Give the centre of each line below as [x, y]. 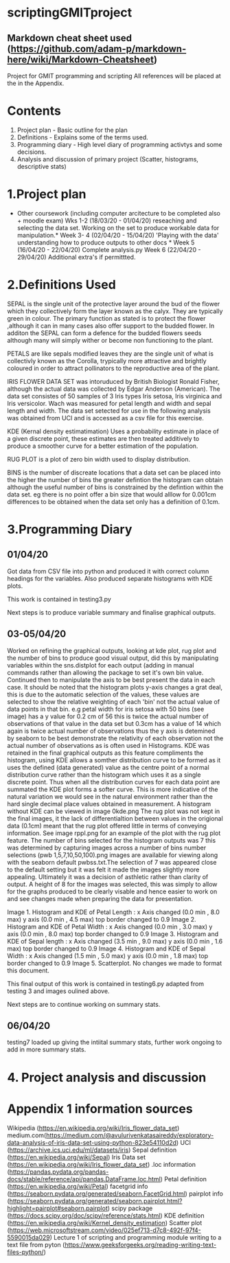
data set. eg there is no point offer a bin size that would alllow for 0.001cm [112, 494]
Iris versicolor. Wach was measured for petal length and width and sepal [109, 403]
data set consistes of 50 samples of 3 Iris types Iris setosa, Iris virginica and [114, 396]
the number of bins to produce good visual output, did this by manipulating [113, 658]
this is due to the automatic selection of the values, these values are [103, 694]
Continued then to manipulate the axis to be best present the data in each [111, 680]
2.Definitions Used [62, 285]
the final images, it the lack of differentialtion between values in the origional [115, 818]
